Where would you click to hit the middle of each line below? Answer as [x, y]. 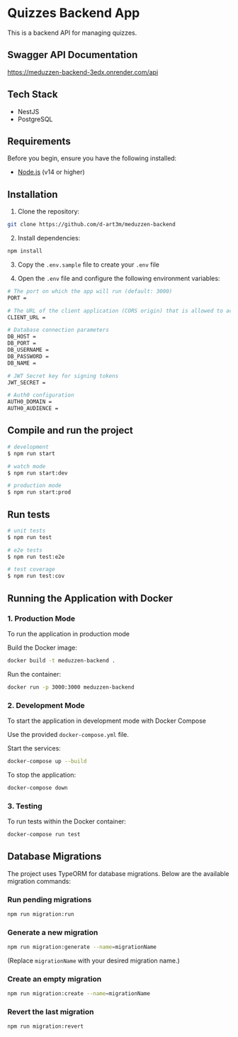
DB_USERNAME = [28, 350]
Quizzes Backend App [74, 13]
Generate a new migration [53, 932]
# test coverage [31, 570]
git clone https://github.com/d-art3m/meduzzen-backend [91, 225]
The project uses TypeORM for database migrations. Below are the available [118, 873]
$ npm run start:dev [38, 473]
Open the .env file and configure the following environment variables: [119, 278]
